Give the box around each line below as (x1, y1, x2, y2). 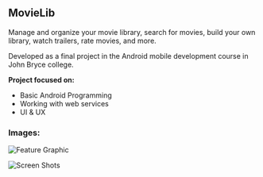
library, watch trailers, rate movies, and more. (8, 36, 157, 45)
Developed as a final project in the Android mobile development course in (8, 51, 249, 60)
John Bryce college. (8, 60, 74, 69)
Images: (8, 127, 41, 138)
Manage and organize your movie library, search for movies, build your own (8, 27, 256, 37)
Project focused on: (8, 75, 75, 84)
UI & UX (19, 107, 46, 117)
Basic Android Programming (19, 90, 113, 100)
